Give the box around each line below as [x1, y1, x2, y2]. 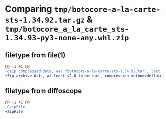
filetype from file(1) [5, 51, 66, 59]
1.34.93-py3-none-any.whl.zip [5, 33, 129, 42]
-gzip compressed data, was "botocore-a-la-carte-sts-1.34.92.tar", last [5, 68, 161, 74]
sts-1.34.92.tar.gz [5, 16, 85, 25]
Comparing [5, 3, 52, 15]
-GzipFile [5, 105, 26, 110]
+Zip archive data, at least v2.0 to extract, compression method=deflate [5, 73, 163, 78]
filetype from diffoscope [5, 87, 82, 95]
